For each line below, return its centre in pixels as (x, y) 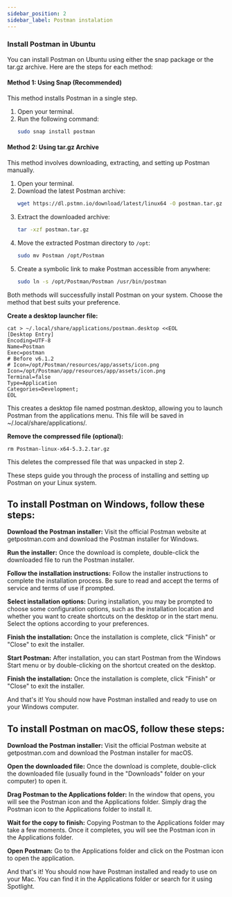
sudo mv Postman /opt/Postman (61, 255)
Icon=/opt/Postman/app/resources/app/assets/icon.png (87, 371)
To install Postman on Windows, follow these (106, 504)
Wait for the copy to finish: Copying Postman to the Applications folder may (116, 823)
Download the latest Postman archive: (71, 191)
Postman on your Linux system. (52, 482)
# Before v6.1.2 (30, 359)
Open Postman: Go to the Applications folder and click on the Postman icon (115, 851)
